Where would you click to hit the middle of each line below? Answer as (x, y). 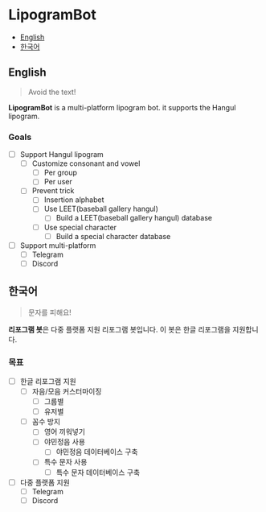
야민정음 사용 (65, 442)
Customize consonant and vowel (86, 163)
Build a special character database (113, 236)
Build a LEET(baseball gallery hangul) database (134, 218)
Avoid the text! (52, 92)
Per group (61, 173)
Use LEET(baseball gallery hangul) (101, 209)
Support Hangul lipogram (62, 155)
